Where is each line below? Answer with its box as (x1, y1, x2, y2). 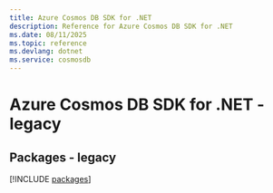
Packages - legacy (9, 150, 116, 165)
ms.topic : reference (9, 38, 88, 48)
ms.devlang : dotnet (9, 47, 83, 56)
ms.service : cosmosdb (9, 55, 92, 64)
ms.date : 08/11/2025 (9, 30, 88, 39)
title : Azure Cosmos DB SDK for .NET (9, 13, 152, 23)
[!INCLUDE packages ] (9, 174, 92, 184)
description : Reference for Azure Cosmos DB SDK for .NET (9, 22, 233, 31)
